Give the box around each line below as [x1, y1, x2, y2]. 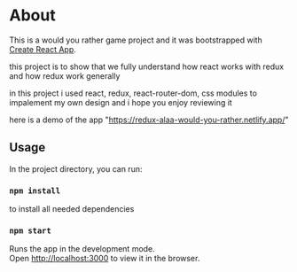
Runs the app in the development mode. [9, 244, 155, 254]
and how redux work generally [9, 70, 121, 81]
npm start [9, 225, 51, 236]
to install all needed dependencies [9, 204, 135, 214]
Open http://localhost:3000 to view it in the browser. [9, 253, 200, 264]
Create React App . [9, 43, 77, 54]
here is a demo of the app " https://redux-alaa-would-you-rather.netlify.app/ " [9, 114, 289, 125]
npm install [9, 185, 61, 196]
